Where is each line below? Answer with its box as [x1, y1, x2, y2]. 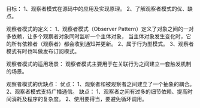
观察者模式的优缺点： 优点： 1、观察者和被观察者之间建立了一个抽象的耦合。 [6, 81, 195, 88]
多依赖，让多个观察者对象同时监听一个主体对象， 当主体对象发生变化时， [6, 33, 186, 40]
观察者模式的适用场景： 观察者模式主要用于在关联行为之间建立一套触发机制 [6, 60, 192, 67]
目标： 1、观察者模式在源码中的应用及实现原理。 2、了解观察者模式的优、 [6, 5, 188, 12]
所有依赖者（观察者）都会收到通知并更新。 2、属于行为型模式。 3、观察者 [11, 41, 195, 47]
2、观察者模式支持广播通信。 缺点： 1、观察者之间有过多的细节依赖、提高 [6, 88, 188, 95]
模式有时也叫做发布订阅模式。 [6, 48, 80, 55]
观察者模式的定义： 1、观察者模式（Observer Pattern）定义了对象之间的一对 [6, 26, 194, 32]
